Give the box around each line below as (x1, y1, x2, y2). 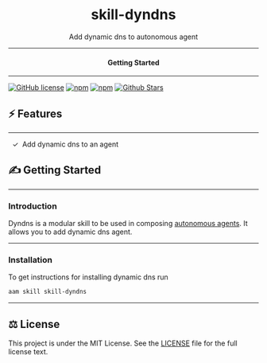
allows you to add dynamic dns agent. (8, 227, 133, 236)
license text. (8, 347, 48, 357)
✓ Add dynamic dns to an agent (11, 139, 119, 149)
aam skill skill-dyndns (8, 288, 87, 296)
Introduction (8, 201, 57, 212)
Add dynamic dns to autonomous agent (68, 32, 199, 41)
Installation (8, 254, 53, 265)
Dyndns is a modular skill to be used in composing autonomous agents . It (8, 219, 248, 228)
